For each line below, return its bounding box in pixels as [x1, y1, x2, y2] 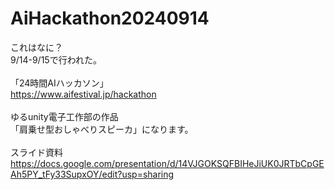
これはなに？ [10, 41, 63, 53]
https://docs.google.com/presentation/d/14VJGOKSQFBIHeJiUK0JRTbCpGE [10, 157, 325, 169]
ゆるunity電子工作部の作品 [10, 110, 119, 122]
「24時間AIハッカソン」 [10, 77, 109, 89]
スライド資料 [10, 146, 63, 158]
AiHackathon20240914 [10, 7, 210, 30]
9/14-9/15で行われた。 [10, 53, 102, 66]
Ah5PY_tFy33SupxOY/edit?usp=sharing [10, 168, 175, 180]
